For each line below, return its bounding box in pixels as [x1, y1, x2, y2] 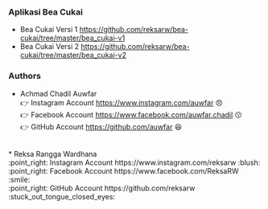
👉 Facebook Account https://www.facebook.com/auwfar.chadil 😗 [19, 109, 243, 119]
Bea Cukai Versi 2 [19, 42, 80, 51]
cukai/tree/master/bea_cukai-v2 [19, 51, 127, 60]
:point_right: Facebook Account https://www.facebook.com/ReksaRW [8, 166, 239, 175]
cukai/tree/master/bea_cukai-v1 [19, 33, 126, 43]
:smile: [8, 174, 31, 184]
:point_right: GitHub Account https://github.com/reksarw [8, 183, 196, 193]
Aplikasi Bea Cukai [8, 6, 83, 18]
